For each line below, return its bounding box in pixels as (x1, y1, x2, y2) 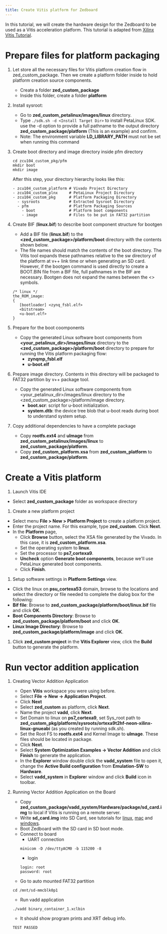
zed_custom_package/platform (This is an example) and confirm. (20, 128, 157, 134)
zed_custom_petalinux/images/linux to (20, 438, 104, 444)
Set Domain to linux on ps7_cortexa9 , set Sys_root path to (20, 715, 141, 721)
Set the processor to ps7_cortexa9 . (20, 550, 94, 556)
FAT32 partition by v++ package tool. (12, 376, 90, 382)
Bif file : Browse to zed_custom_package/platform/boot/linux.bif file (12, 602, 156, 608)
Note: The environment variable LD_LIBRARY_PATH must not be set (20, 133, 161, 139)
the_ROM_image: (12, 294, 45, 299)
